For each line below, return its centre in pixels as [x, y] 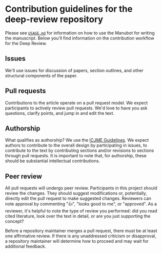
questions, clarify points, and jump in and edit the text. [60, 113]
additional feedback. [26, 246]
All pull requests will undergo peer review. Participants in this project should [81, 188]
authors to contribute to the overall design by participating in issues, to [76, 146]
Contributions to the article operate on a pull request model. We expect [76, 103]
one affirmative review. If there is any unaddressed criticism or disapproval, [81, 236]
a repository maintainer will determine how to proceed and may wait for [77, 241]
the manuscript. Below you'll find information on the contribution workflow [80, 38]
